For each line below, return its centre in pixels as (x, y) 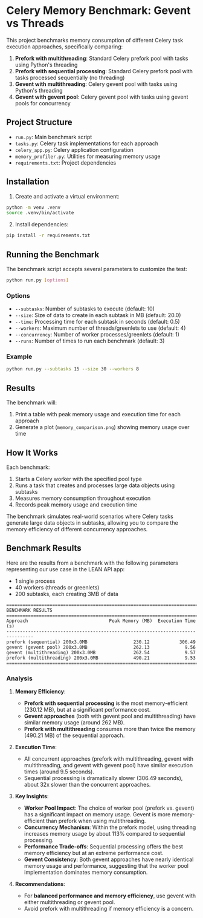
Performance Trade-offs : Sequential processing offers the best (103, 847)
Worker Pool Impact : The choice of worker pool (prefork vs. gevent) (109, 808)
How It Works (32, 452)
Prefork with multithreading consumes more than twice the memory (110, 729)
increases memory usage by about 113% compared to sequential (105, 834)
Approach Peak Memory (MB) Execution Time (101, 621)
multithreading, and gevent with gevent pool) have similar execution (108, 766)
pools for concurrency (43, 103)
